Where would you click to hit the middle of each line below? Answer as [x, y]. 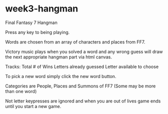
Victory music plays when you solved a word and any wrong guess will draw [84, 51]
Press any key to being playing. [38, 32]
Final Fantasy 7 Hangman [31, 22]
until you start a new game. [33, 106]
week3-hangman [42, 9]
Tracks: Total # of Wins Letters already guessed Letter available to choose [82, 66]
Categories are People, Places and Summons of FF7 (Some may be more [80, 86]
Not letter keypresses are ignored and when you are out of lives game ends [83, 101]
